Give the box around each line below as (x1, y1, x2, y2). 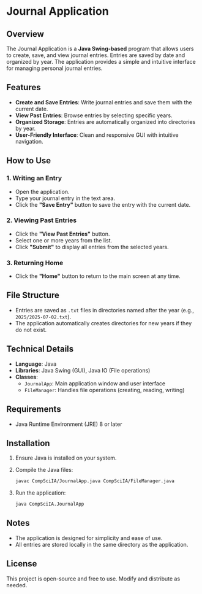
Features (6, 82, 41, 93)
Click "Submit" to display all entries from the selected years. (15, 243, 170, 250)
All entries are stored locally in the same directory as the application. (15, 541, 189, 548)
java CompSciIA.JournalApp (15, 501, 84, 507)
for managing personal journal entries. (6, 64, 103, 72)
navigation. (15, 137, 44, 145)
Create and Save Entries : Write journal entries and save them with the (15, 98, 192, 106)
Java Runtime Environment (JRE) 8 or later (15, 420, 122, 428)
